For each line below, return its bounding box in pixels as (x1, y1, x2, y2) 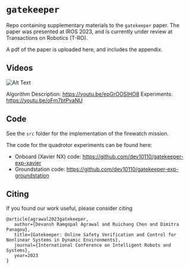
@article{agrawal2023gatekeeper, (6, 216, 89, 223)
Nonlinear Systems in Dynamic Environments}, (6, 237, 121, 243)
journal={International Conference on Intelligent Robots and (14, 242, 171, 248)
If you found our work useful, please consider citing (6, 205, 132, 212)
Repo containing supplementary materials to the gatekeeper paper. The (6, 21, 180, 29)
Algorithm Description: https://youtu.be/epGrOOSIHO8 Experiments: (6, 90, 173, 98)
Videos (6, 63, 33, 73)
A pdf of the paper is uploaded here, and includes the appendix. (6, 46, 163, 53)
